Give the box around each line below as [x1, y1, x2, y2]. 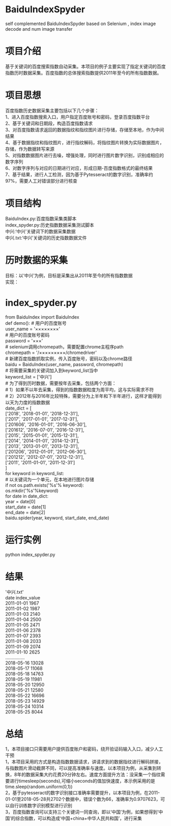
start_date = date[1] [5, 504, 46, 510]
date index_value [5, 594, 41, 600]
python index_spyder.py [5, 551, 55, 557]
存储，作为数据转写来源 [5, 146, 54, 152]
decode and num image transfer [5, 26, 73, 32]
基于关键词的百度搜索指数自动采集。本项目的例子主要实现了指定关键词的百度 [5, 63, 166, 70]
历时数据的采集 [5, 254, 68, 266]
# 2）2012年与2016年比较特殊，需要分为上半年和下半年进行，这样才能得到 [5, 393, 162, 399]
